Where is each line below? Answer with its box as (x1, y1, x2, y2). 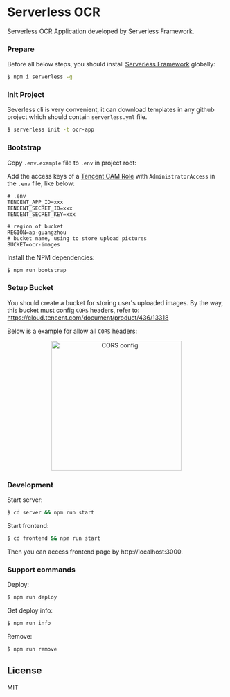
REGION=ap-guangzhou (7, 229, 67, 236)
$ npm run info (7, 619, 51, 626)
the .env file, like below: (7, 179, 75, 188)
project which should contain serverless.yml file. (7, 113, 148, 121)
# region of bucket (7, 223, 64, 230)
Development (7, 480, 54, 489)
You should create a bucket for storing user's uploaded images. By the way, (7, 298, 224, 307)
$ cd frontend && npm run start (7, 534, 100, 542)
